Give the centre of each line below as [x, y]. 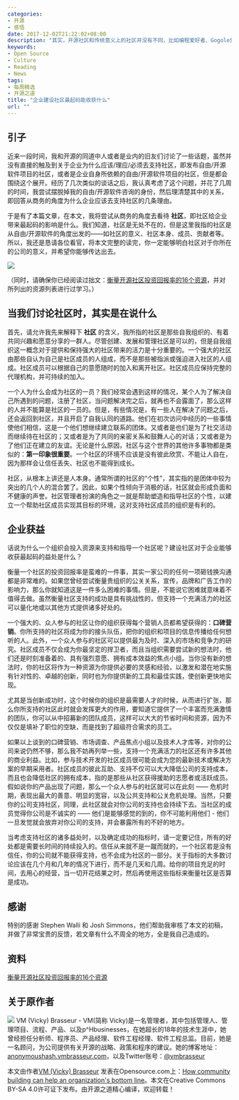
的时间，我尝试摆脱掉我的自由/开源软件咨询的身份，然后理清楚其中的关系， [118, 191]
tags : [15, 80]
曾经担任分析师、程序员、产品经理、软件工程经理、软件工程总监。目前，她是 [119, 1038]
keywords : [22, 47]
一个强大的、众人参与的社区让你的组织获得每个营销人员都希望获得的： [110, 623]
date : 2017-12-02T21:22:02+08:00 [57, 34]
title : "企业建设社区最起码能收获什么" [59, 101]
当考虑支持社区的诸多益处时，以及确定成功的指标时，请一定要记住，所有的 [116, 838]
